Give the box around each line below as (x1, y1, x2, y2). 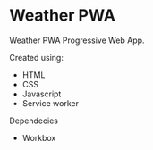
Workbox (21, 132, 56, 143)
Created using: (9, 52, 64, 62)
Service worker (21, 97, 79, 108)
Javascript (21, 88, 62, 99)
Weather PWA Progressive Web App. (9, 35, 145, 46)
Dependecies (9, 115, 58, 126)
